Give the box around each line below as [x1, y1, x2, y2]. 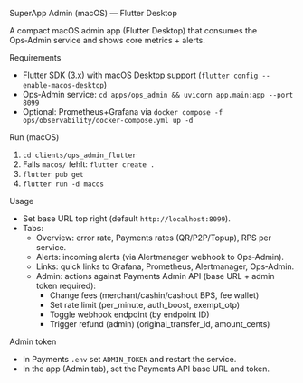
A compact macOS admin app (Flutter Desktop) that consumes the [9, 25, 258, 35]
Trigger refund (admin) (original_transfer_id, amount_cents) [49, 319, 270, 329]
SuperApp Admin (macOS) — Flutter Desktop [9, 8, 178, 18]
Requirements [9, 52, 62, 62]
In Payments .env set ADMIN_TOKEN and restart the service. [22, 354, 237, 364]
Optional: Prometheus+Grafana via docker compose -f [22, 107, 223, 117]
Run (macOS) [9, 132, 60, 143]
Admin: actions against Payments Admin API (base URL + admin [35, 271, 275, 281]
